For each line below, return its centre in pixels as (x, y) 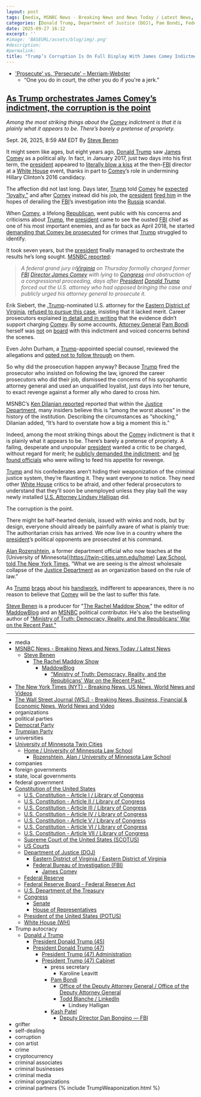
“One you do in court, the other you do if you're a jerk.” (92, 80)
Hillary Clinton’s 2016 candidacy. (46, 177)
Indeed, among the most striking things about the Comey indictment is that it (100, 434)
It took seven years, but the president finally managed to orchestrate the (95, 250)
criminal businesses (39, 1069)
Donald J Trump (44, 935)
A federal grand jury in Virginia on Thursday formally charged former (105, 268)
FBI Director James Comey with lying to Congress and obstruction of (106, 275)
